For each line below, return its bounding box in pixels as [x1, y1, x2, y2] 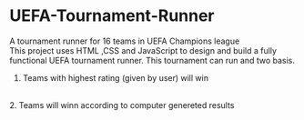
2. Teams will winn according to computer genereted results [9, 99, 235, 110]
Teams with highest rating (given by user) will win [22, 72, 209, 83]
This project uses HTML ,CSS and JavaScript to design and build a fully [9, 45, 278, 55]
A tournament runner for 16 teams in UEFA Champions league [9, 35, 240, 46]
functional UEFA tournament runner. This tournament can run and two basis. [9, 55, 296, 65]
